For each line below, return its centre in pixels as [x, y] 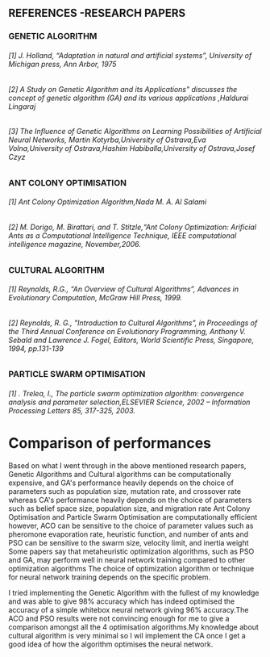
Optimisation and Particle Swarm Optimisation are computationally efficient [133, 517]
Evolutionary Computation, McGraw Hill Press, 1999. [96, 298]
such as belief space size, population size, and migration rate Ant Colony [129, 508]
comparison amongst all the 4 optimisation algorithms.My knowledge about [134, 627]
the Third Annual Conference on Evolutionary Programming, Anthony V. [127, 331]
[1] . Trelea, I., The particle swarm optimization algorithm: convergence [126, 393]
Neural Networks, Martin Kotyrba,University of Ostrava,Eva [107, 140]
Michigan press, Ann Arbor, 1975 [62, 64]
